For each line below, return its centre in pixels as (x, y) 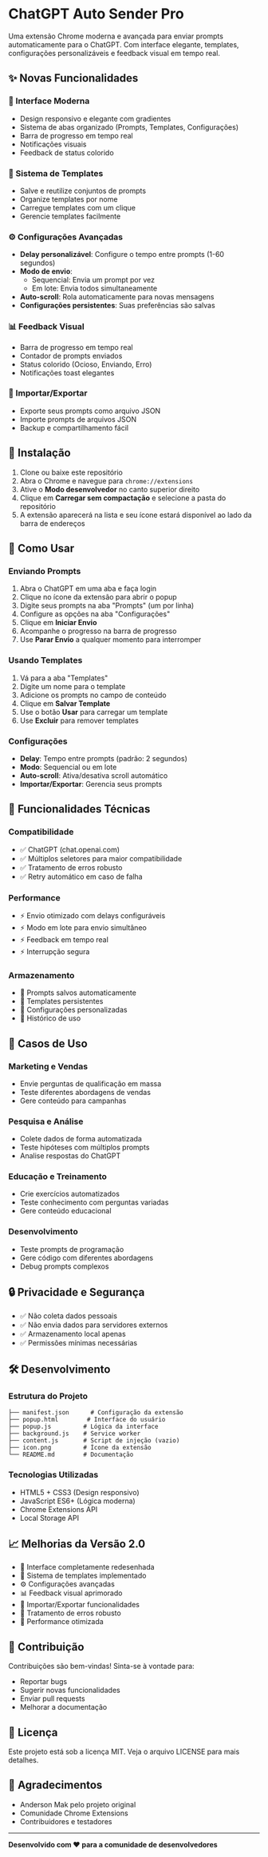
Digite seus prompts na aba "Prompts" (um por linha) (107, 606)
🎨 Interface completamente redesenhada (87, 1567)
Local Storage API (49, 1518)
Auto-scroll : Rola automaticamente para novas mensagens (117, 297)
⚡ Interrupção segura (55, 951)
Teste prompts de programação (72, 1249)
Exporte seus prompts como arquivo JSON (90, 411)
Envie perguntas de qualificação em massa (91, 1083)
